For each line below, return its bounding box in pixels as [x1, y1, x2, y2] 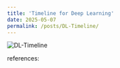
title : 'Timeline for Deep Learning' [7, 10, 115, 17]
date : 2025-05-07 [7, 16, 57, 23]
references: [7, 54, 40, 63]
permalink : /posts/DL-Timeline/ [7, 22, 99, 29]
